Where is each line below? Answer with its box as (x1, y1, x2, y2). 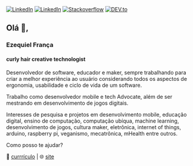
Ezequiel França (6, 41, 54, 49)
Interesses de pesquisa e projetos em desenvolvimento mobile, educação (6, 111, 187, 118)
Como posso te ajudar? (6, 141, 64, 148)
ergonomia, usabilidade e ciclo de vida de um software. (6, 82, 142, 89)
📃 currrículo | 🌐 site (6, 153, 55, 160)
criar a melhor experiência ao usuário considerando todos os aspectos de (6, 75, 188, 82)
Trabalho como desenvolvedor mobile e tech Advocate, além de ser (6, 93, 173, 100)
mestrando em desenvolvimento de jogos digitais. (6, 99, 129, 107)
